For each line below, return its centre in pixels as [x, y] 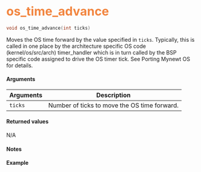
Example [18, 163]
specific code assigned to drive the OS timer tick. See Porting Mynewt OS [98, 59]
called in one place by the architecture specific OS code [76, 46]
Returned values [28, 122]
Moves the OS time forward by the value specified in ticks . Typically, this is [100, 39]
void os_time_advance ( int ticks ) [48, 28]
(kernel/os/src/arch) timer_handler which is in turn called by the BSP [91, 52]
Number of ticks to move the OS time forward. [114, 105]
